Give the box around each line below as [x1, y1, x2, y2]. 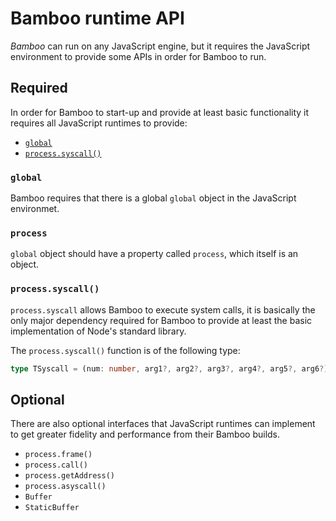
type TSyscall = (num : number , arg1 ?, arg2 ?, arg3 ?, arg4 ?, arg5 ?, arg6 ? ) [10, 363, 329, 374]
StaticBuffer [24, 503, 80, 513]
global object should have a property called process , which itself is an [10, 248, 299, 260]
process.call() [24, 460, 89, 471]
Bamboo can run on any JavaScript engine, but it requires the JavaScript [10, 40, 311, 52]
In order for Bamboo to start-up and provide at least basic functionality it [10, 106, 310, 118]
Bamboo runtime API [10, 7, 185, 30]
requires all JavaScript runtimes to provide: [10, 117, 188, 129]
